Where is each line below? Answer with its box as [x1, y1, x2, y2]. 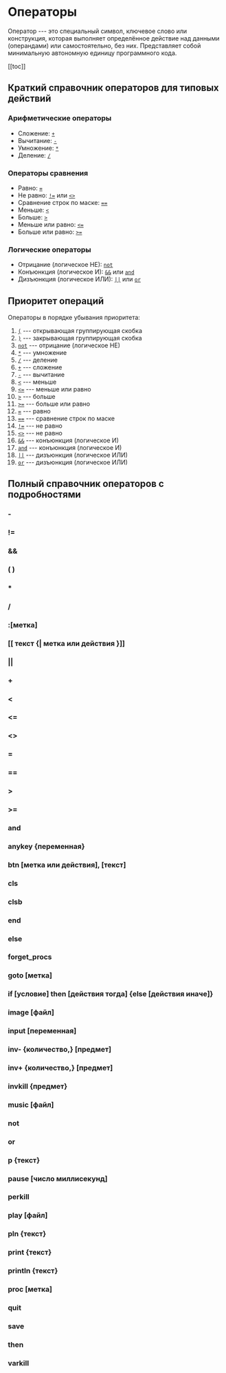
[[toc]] [8, 62, 26, 70]
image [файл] [8, 1008, 54, 1017]
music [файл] [8, 1100, 54, 1110]
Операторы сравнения [8, 168, 89, 177]
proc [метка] [8, 1284, 52, 1294]
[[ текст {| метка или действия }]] [8, 638, 126, 648]
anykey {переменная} [8, 841, 85, 851]
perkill [8, 1192, 30, 1202]
